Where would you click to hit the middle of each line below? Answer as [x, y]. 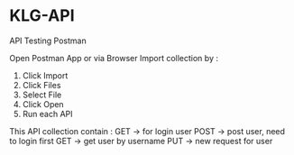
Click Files [41, 85]
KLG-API [42, 16]
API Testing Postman [48, 41]
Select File [42, 95]
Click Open [43, 104]
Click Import [45, 75]
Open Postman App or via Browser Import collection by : [114, 58]
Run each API [48, 114]
